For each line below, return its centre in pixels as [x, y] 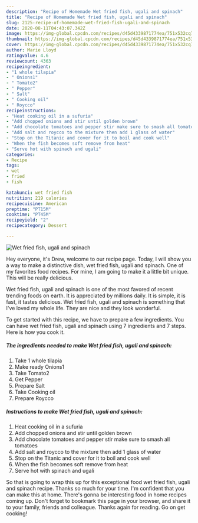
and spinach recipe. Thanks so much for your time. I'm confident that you [95, 488]
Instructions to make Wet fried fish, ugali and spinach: [75, 412]
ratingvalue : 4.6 [27, 56]
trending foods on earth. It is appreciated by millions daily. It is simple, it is [96, 295]
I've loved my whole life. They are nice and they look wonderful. [84, 308]
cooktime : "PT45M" [29, 215]
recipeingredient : [29, 66]
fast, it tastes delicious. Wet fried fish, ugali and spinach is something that [96, 301]
